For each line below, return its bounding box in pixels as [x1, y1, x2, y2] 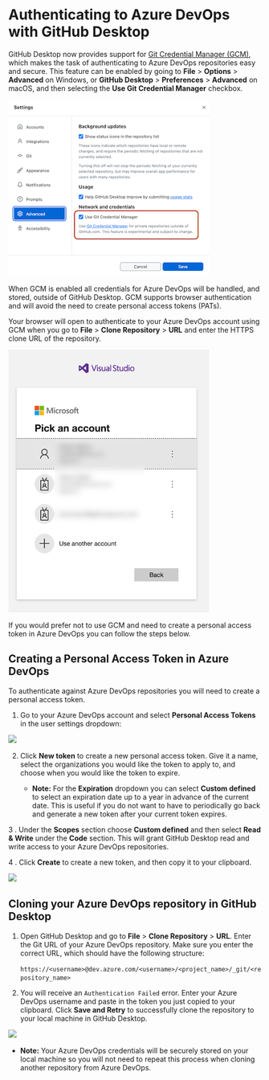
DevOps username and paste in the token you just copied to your [19, 996, 235, 1006]
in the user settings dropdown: [19, 718, 122, 728]
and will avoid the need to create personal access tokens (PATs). [8, 301, 222, 310]
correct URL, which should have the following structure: [19, 948, 205, 958]
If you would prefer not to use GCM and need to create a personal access [8, 620, 251, 630]
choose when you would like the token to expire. [19, 767, 181, 777]
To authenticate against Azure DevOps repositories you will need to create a [8, 685, 260, 696]
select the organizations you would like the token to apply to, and [19, 759, 235, 769]
